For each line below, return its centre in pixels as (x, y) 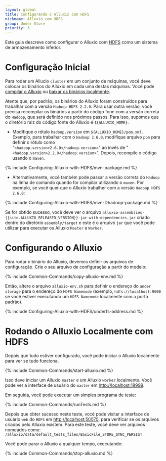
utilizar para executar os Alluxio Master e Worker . (54, 228)
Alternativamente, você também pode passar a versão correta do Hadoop (86, 177)
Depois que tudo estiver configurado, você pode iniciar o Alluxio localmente (82, 355)
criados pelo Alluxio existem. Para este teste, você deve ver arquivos (75, 424)
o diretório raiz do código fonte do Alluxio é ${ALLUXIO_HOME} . (67, 122)
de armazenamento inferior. (33, 47)
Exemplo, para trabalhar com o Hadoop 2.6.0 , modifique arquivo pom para (86, 137)
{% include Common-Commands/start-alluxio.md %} (59, 370)
